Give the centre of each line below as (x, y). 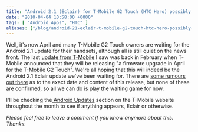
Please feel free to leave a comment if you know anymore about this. (90, 118)
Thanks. (16, 124)
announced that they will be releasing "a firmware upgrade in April (105, 64)
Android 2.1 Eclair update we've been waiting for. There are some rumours (96, 76)
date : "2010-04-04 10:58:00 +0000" (50, 17)
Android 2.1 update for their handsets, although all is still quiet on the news (96, 51)
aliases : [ (19, 28)
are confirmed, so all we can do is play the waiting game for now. (85, 88)
